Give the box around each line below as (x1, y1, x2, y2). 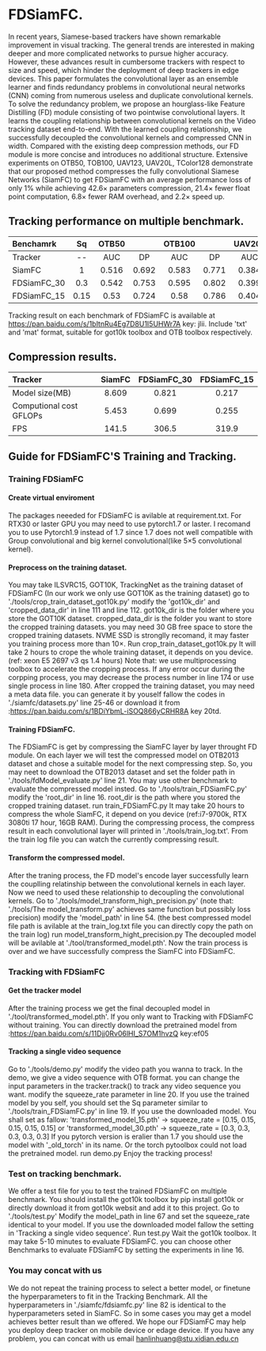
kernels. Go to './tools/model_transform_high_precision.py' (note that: (8, 895, 234, 905)
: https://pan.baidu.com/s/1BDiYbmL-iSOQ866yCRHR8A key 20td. (8, 707, 222, 716)
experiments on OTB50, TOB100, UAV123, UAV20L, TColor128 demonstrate (8, 158, 253, 167)
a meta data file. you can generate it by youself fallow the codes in (8, 689, 226, 699)
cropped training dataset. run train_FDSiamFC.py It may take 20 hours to (8, 801, 245, 811)
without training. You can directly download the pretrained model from (8, 1020, 237, 1029)
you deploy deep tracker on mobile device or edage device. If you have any (8, 1325, 255, 1334)
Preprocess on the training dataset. (8, 563, 127, 572)
